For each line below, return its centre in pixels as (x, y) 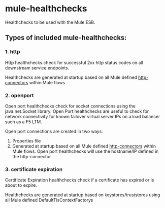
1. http (13, 52)
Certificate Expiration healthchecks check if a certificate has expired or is (80, 180)
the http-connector (32, 156)
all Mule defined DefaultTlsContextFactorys (49, 200)
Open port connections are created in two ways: (54, 131)
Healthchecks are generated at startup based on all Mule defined (71, 77)
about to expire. (21, 185)
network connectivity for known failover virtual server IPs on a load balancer (82, 116)
